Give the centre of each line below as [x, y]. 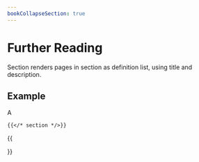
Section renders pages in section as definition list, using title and [100, 67]
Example [26, 96]
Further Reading [55, 47]
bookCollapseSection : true [46, 13]
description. [24, 74]
